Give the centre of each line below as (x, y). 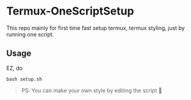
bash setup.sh (24, 79)
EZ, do (15, 68)
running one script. (30, 34)
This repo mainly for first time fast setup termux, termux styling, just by (95, 28)
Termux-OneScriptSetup (70, 11)
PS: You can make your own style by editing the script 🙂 (92, 90)
